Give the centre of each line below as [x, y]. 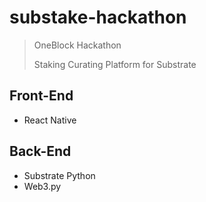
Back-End [40, 151]
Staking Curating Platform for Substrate [115, 64]
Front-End [41, 96]
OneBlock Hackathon [77, 45]
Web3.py [42, 186]
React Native [50, 120]
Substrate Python [59, 175]
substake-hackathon [98, 17]
